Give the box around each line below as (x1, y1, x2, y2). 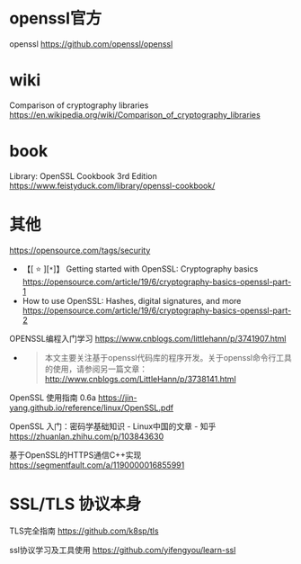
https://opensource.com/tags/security (9, 245, 151, 255)
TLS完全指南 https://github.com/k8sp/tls (9, 525, 159, 536)
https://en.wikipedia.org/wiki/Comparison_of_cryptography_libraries (9, 109, 261, 120)
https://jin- (98, 392, 137, 403)
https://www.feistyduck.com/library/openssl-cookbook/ (9, 180, 216, 191)
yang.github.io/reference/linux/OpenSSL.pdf (9, 402, 173, 413)
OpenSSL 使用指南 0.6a (9, 392, 97, 403)
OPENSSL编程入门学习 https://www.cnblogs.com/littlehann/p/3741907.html (9, 333, 287, 344)
